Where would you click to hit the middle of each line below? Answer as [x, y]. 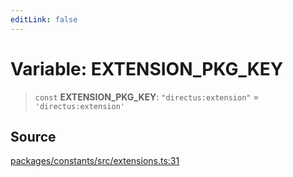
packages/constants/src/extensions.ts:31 [95, 161]
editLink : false [44, 19]
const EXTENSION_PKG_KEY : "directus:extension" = [147, 97]
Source [33, 136]
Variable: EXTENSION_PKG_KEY [147, 68]
